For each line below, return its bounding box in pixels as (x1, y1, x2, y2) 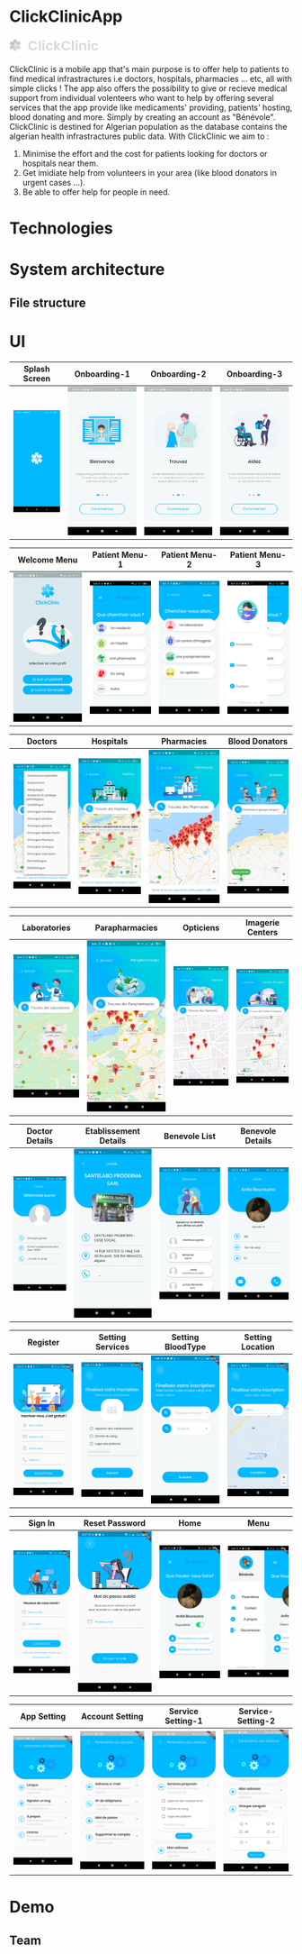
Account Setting (80, 1711, 144, 1721)
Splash (23, 363, 50, 375)
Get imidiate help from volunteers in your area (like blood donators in (22, 167, 277, 178)
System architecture (9, 260, 165, 280)
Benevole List (164, 1130, 216, 1141)
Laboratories (22, 922, 71, 933)
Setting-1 (164, 1715, 203, 1727)
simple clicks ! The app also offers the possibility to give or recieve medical (9, 83, 288, 94)
